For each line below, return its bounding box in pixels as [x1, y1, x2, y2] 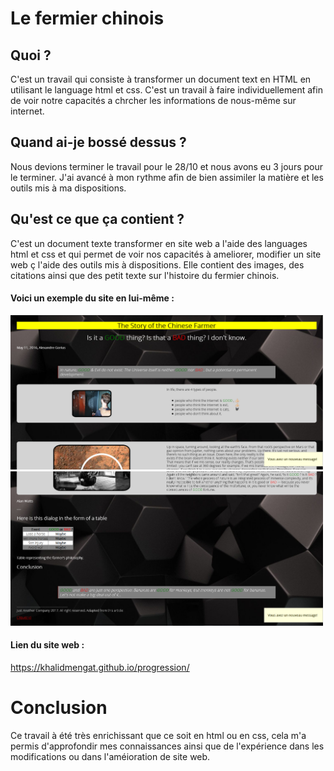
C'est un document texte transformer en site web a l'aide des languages [10, 237, 308, 249]
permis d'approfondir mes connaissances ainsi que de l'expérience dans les [10, 740, 325, 752]
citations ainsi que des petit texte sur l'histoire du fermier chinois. [10, 269, 280, 281]
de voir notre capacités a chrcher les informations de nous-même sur [10, 95, 297, 106]
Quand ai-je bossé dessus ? [10, 134, 187, 151]
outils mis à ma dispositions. [10, 182, 127, 194]
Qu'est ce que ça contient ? [10, 211, 185, 228]
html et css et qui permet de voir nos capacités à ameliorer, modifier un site [10, 248, 322, 260]
